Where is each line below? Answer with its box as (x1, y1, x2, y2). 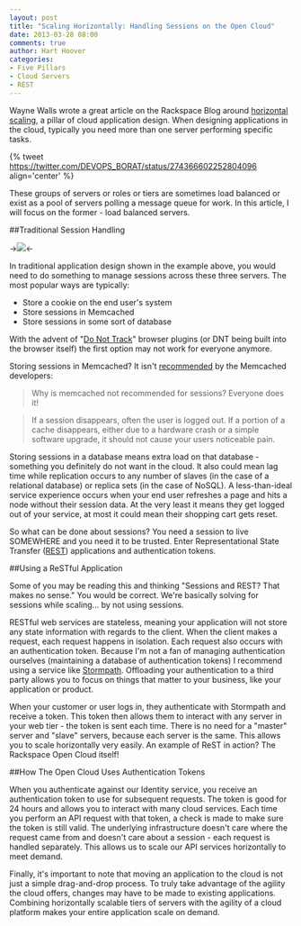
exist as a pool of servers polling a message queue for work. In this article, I (9, 197, 289, 208)
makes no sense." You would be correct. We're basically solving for (9, 589, 259, 600)
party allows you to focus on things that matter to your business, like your (9, 674, 281, 685)
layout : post (9, 13, 58, 23)
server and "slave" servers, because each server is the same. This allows (9, 730, 281, 740)
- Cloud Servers (9, 72, 70, 81)
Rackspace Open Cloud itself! (9, 749, 120, 759)
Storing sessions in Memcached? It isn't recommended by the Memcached (9, 360, 288, 371)
